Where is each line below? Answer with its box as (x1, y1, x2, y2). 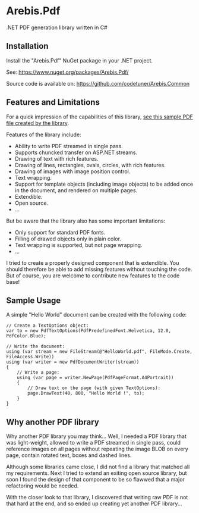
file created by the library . (6, 119, 70, 126)
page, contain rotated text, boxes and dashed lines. (6, 452, 132, 459)
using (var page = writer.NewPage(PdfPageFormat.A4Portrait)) (17, 375, 174, 381)
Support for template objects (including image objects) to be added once (14, 180, 194, 187)
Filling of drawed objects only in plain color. (14, 235, 122, 242)
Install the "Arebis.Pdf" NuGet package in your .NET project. (6, 57, 153, 64)
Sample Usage (6, 295, 61, 305)
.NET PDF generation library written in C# (6, 24, 108, 31)
